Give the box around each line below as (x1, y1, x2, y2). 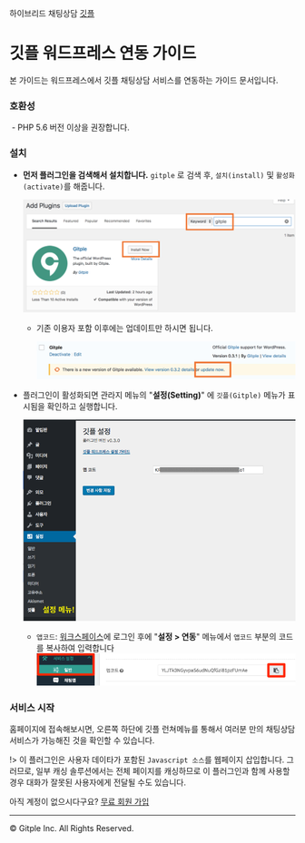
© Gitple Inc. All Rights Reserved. (9, 823, 134, 834)
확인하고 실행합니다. (46, 401, 118, 412)
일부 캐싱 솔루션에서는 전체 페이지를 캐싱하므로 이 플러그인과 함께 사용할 (35, 766, 290, 777)
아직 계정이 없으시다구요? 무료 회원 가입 (9, 797, 150, 808)
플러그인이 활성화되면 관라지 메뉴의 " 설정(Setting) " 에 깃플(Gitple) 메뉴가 (22, 389, 286, 401)
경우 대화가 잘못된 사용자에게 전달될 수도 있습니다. (9, 777, 187, 788)
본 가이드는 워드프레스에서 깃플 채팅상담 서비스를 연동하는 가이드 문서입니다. (9, 74, 279, 85)
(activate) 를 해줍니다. (22, 181, 105, 191)
